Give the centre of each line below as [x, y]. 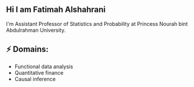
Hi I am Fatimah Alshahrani [56, 10]
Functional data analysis [44, 66]
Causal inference [35, 79]
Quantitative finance [39, 72]
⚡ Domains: [27, 49]
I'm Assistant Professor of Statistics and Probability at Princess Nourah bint [97, 24]
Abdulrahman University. [36, 30]
